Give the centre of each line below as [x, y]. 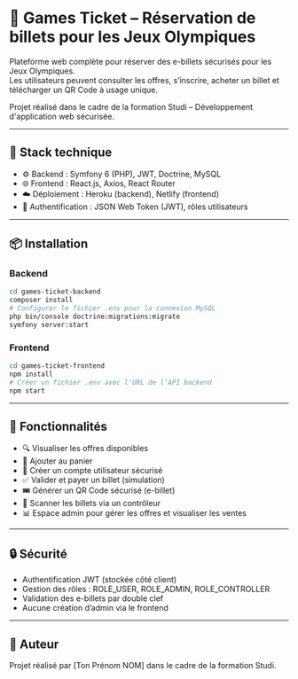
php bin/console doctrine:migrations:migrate [94, 317]
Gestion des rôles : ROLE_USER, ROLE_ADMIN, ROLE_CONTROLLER [146, 589]
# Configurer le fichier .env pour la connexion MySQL [113, 308]
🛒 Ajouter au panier [57, 461]
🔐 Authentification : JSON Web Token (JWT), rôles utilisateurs [135, 207]
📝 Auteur [34, 644]
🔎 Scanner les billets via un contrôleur [91, 503]
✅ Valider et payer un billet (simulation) [94, 480]
